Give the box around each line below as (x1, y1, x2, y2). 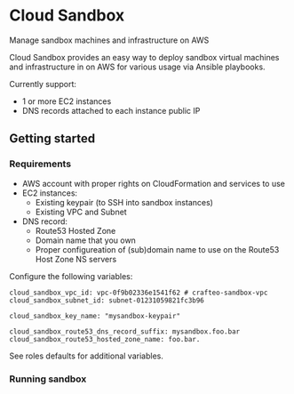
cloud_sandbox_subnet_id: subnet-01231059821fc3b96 (9, 295, 204, 305)
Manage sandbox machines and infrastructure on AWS (9, 35, 210, 45)
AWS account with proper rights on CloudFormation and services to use (21, 178, 286, 189)
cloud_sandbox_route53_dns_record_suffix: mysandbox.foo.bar (9, 326, 241, 336)
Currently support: (9, 78, 77, 89)
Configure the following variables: (9, 270, 133, 281)
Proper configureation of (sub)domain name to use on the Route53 (35, 244, 280, 254)
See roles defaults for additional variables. (9, 350, 164, 361)
